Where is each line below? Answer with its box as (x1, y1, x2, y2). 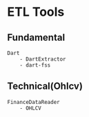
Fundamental (7, 32, 66, 43)
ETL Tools (7, 4, 65, 20)
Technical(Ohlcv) (7, 81, 83, 92)
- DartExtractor (19, 56, 67, 63)
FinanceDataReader (7, 98, 60, 105)
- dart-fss (19, 62, 51, 69)
